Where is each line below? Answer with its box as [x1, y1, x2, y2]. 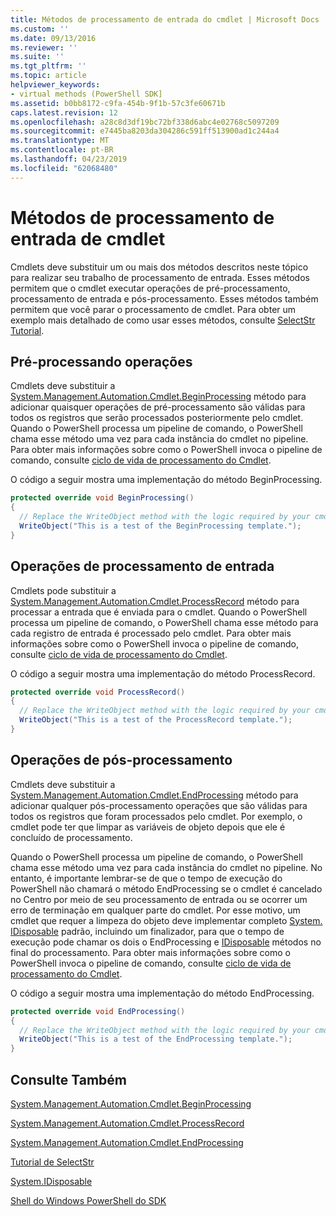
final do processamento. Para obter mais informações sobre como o [10, 946, 291, 958]
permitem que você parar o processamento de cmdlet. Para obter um [10, 303, 297, 315]
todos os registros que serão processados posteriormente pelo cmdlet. [10, 412, 304, 424]
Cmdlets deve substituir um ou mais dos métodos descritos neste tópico [10, 261, 309, 273]
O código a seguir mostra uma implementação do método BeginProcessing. [10, 474, 323, 486]
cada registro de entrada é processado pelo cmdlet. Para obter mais [10, 627, 292, 639]
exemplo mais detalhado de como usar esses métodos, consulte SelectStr [10, 314, 316, 326]
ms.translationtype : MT [10, 136, 110, 146]
